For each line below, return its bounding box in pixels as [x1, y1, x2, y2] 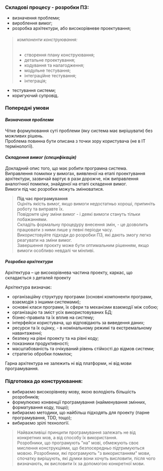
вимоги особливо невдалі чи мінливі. [17, 247, 95, 253]
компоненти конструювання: [17, 36, 78, 43]
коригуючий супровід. [12, 92, 59, 98]
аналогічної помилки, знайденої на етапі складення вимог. [5, 180, 127, 187]
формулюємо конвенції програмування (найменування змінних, [12, 399, 146, 405]
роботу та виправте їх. [17, 206, 64, 212]
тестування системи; [12, 87, 56, 93]
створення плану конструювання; [24, 52, 95, 58]
